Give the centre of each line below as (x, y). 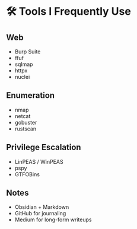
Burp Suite (28, 52)
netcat (23, 116)
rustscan (26, 129)
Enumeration (31, 96)
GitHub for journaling (40, 214)
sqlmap (24, 64)
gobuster (26, 122)
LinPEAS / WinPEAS (39, 161)
